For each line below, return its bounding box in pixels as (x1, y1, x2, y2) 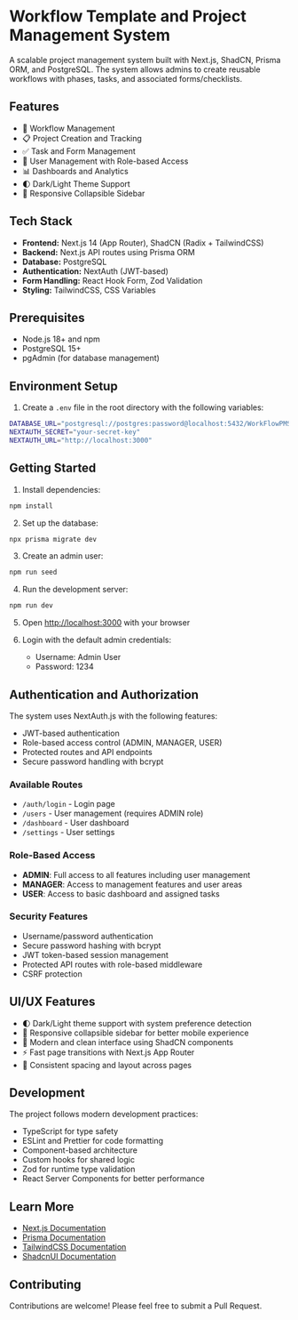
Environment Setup (9, 378, 118, 393)
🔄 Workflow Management (21, 123, 115, 133)
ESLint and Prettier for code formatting (21, 1136, 164, 1147)
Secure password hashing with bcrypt (21, 940, 161, 951)
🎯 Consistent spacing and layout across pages (21, 1059, 192, 1070)
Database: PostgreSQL (21, 256, 107, 267)
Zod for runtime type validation (21, 1163, 136, 1175)
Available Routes (9, 778, 83, 791)
